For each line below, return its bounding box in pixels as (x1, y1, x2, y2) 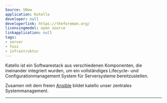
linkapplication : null (5, 30, 52, 35)
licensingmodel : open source (5, 26, 66, 31)
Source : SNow (5, 7, 32, 12)
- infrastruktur (5, 49, 39, 53)
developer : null (5, 16, 39, 21)
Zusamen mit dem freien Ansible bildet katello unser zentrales (5, 82, 132, 88)
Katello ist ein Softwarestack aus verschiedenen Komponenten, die (5, 62, 143, 68)
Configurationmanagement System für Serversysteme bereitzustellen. (5, 73, 149, 79)
